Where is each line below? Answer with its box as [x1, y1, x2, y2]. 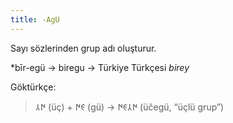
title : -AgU [10, 14, 60, 25]
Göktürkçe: [10, 81, 57, 93]
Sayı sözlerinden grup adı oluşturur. [10, 42, 157, 54]
